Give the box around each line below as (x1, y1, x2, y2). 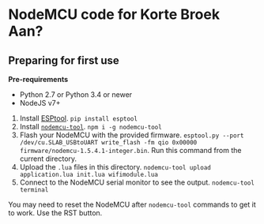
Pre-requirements (8, 75, 69, 84)
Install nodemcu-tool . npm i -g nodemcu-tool (19, 122, 162, 131)
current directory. (19, 154, 77, 163)
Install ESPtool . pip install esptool (19, 114, 138, 123)
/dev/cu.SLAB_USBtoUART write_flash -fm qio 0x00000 (19, 139, 198, 147)
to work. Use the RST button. (8, 208, 103, 218)
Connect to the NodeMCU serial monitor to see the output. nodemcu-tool (19, 177, 255, 187)
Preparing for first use (8, 54, 120, 67)
